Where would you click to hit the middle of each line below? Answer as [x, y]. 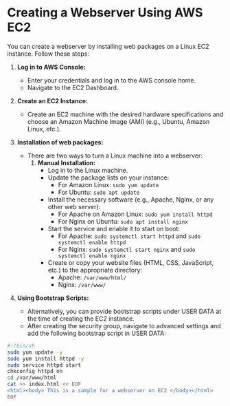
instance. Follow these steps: [48, 54]
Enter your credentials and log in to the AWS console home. [112, 80]
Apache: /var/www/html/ [92, 277]
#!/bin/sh [21, 345]
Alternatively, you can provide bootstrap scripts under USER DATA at [124, 311]
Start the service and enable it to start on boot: [114, 228]
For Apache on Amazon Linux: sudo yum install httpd [135, 214]
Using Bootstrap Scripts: [53, 298]
